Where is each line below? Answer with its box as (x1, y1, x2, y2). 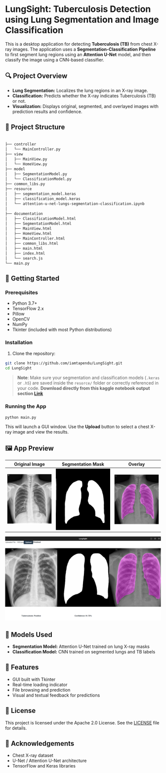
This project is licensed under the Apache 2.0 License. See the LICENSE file (5, 719, 160, 725)
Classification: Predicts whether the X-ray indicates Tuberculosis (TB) (12, 93, 156, 99)
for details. (5, 725, 27, 731)
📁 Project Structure (5, 123, 65, 131)
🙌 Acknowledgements (5, 739, 75, 748)
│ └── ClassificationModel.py (5, 176, 72, 182)
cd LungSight (5, 366, 32, 371)
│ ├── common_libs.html (5, 241, 58, 246)
